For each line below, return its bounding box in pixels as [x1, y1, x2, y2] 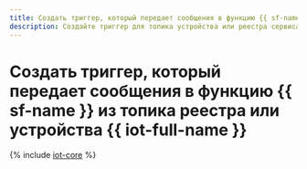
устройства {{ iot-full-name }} [9, 120, 248, 140]
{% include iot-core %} [9, 150, 97, 161]
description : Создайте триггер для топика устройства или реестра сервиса [9, 22, 301, 31]
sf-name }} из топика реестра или [9, 100, 281, 121]
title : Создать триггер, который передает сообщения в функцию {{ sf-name [9, 13, 301, 23]
